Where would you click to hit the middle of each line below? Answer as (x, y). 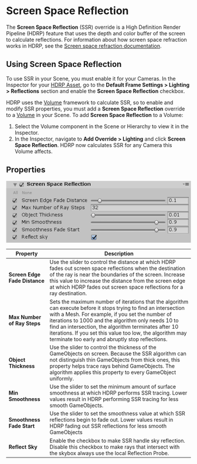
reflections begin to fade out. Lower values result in (111, 420)
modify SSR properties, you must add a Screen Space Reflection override (96, 109)
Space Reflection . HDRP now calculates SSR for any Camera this (93, 145)
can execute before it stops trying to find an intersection (117, 308)
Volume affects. (33, 151)
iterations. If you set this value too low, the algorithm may (118, 333)
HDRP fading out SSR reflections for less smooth (108, 426)
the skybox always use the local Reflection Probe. (109, 453)
